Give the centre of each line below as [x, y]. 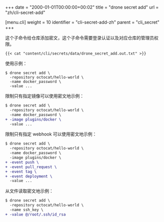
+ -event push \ [22, 162]
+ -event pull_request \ [31, 167]
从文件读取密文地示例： [29, 191]
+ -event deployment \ [29, 176]
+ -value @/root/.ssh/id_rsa [35, 214]
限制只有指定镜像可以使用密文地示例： [44, 96]
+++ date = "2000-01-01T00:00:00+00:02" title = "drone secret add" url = [82, 7]
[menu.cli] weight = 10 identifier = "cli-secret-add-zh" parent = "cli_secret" [82, 22]
